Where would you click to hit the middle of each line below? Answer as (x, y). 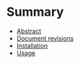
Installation (32, 45)
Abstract (29, 31)
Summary (35, 12)
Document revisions (45, 38)
